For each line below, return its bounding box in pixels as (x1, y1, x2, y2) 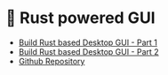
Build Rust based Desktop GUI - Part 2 (18, 46, 159, 56)
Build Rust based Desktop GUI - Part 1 (18, 37, 158, 48)
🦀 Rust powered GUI (5, 8, 156, 28)
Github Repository (18, 56, 85, 66)
